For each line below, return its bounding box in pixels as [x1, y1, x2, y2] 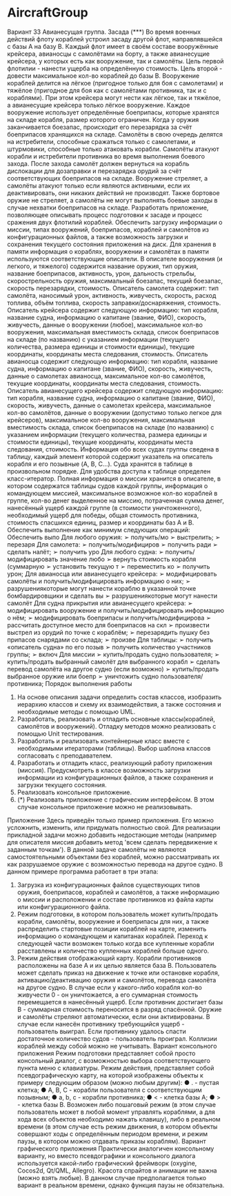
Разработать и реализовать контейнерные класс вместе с [17, 736, 190, 745]
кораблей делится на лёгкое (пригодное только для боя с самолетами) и [7, 79, 223, 87]
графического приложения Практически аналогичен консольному [17, 1144, 214, 1153]
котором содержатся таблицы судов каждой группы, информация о [7, 481, 208, 490]
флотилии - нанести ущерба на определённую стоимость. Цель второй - [7, 64, 223, 72]
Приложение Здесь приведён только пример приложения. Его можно [7, 815, 214, 824]
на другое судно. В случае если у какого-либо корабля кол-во [17, 983, 202, 991]
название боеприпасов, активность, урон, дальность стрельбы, [7, 269, 197, 277]
